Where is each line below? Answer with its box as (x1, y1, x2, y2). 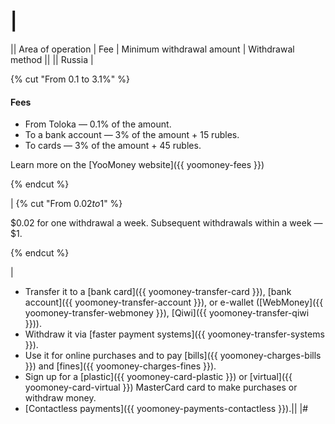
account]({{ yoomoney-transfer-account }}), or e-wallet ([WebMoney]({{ (24, 296, 324, 309)
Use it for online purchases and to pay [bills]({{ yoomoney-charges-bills (24, 350, 322, 362)
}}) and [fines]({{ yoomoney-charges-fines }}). (24, 360, 217, 372)
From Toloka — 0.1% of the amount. (24, 118, 172, 130)
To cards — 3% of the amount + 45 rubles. (24, 140, 202, 152)
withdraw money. (24, 392, 97, 404)
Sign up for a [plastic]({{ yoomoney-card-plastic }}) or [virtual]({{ (24, 371, 293, 383)
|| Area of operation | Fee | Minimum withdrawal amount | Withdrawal (10, 43, 295, 55)
